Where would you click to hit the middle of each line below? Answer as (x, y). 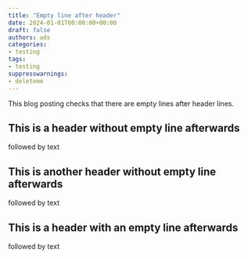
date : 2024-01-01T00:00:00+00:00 (63, 23)
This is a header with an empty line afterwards (123, 227)
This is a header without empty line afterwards (124, 128)
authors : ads (29, 37)
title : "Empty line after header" (65, 15)
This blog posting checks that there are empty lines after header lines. (121, 104)
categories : (27, 45)
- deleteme (26, 81)
